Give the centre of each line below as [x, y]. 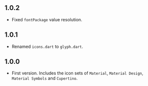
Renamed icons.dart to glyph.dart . [47, 46]
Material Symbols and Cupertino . [45, 78]
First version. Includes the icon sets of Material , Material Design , [77, 73]
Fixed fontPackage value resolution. [47, 19]
